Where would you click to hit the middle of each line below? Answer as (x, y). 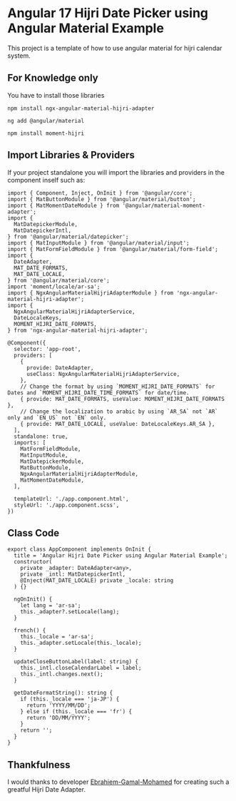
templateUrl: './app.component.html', (72, 499)
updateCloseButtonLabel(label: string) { (76, 662)
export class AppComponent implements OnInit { (79, 550)
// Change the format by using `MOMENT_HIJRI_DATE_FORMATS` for (118, 387)
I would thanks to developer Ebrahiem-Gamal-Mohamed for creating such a (118, 782)
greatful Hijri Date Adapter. (46, 790)
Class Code (34, 533)
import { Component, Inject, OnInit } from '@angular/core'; (100, 193)
